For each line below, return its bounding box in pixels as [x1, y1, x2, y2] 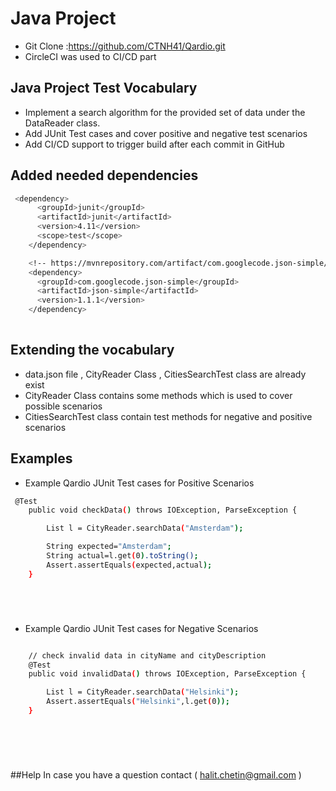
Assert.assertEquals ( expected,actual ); [46, 560, 213, 570]
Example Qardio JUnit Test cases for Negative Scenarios [24, 622, 259, 634]
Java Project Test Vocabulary [10, 80, 198, 97]
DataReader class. [24, 117, 101, 129]
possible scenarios [24, 400, 103, 412]
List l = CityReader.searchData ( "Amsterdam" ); [46, 523, 244, 534]
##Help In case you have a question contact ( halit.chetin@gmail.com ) [10, 768, 302, 781]
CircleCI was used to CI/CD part [24, 50, 157, 62]
